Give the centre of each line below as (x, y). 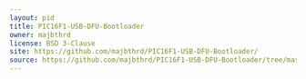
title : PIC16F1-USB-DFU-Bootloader (77, 26)
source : (24, 60)
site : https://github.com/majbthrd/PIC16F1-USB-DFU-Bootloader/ (134, 52)
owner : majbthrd (40, 35)
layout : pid (32, 18)
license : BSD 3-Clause (52, 43)
